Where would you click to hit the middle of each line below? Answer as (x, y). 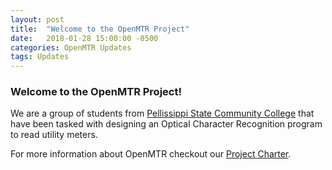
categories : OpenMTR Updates (71, 47)
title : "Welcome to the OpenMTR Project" (100, 29)
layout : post (37, 19)
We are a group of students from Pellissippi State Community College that (162, 113)
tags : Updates (40, 57)
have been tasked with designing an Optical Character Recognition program (166, 124)
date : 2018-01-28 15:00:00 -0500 (84, 38)
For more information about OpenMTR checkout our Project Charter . (151, 154)
